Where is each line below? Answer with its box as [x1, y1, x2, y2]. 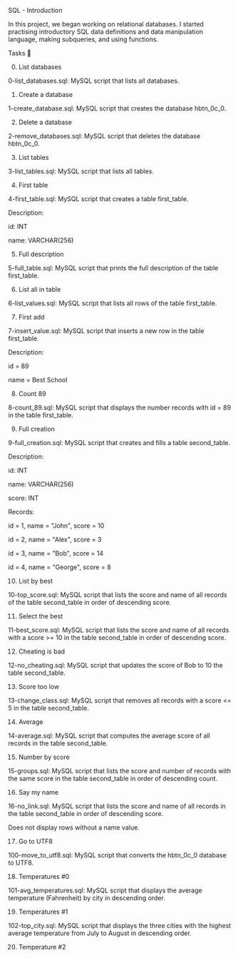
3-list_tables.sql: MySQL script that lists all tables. [8, 167, 154, 175]
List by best [18, 577, 53, 585]
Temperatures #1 [18, 907, 68, 916]
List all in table [18, 285, 61, 293]
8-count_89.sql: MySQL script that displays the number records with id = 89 [8, 403, 231, 412]
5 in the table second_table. [8, 704, 90, 712]
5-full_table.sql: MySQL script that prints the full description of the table [8, 264, 219, 272]
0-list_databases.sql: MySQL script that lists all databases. [8, 76, 180, 85]
